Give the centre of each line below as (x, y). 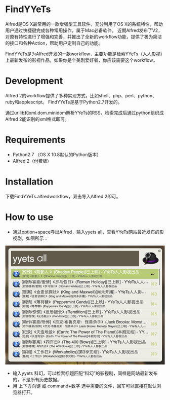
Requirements (35, 140)
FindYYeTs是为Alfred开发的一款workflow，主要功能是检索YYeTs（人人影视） (84, 54)
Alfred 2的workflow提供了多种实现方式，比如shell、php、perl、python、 (81, 95)
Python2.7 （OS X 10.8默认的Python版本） (57, 154)
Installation (29, 181)
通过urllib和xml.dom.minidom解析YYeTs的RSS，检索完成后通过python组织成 (84, 113)
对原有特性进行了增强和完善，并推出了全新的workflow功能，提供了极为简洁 (83, 37)
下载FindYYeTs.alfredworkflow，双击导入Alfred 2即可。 (63, 196)
